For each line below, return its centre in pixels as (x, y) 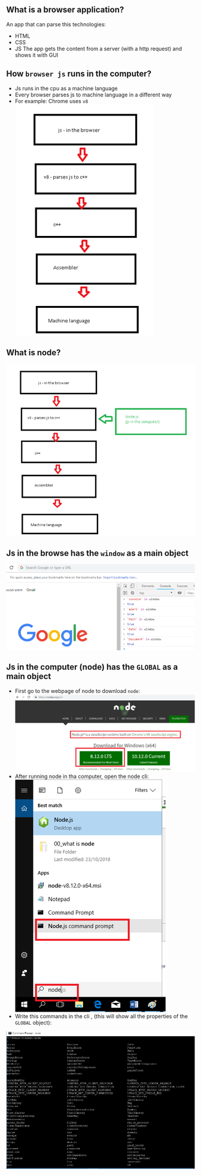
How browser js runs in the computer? (79, 74)
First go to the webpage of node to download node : (77, 691)
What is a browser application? (65, 10)
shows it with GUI (36, 55)
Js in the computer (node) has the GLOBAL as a (92, 667)
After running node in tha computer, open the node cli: (82, 776)
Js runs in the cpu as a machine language (66, 88)
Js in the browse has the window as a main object (98, 553)
